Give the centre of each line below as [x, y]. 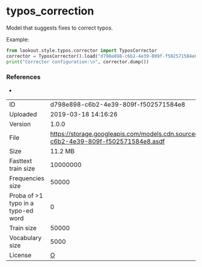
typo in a [22, 203]
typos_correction [50, 11]
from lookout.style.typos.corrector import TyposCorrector [82, 50]
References [23, 77]
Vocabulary [26, 237]
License [20, 255]
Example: [18, 39]
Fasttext [21, 161]
